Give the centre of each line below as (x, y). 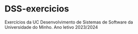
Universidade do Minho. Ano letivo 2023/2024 (51, 27)
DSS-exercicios (37, 9)
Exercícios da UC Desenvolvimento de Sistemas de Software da (69, 22)
